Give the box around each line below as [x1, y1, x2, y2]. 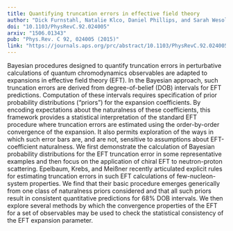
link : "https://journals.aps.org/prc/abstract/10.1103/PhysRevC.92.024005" [7, 42, 231, 49]
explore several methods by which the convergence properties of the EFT [7, 202, 218, 209]
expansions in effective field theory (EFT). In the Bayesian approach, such [7, 76, 218, 84]
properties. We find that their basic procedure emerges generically [29, 180, 221, 187]
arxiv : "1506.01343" [7, 29, 67, 37]
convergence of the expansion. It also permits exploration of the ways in [7, 128, 214, 136]
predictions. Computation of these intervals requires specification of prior [7, 91, 217, 99]
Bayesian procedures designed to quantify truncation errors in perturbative [7, 62, 222, 69]
